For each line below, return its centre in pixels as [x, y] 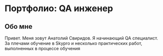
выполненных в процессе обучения [42, 48]
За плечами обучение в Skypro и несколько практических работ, [74, 43]
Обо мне [19, 27]
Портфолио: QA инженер [59, 9]
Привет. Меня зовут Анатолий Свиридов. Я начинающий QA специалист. [81, 38]
